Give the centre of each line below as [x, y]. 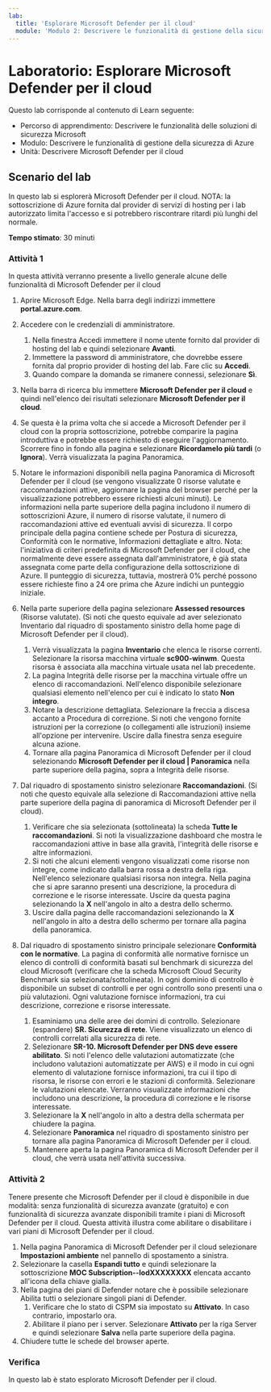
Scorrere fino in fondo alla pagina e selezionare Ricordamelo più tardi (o [141, 449]
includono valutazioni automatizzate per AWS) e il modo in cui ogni [143, 1064]
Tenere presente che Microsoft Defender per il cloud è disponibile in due [129, 1197]
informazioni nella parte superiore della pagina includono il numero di [135, 507]
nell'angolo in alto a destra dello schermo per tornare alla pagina [139, 922]
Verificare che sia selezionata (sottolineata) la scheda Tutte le [135, 827]
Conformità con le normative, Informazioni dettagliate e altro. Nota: [131, 541]
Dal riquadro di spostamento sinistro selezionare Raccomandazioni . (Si [138, 786]
